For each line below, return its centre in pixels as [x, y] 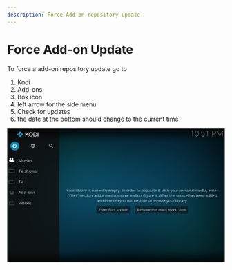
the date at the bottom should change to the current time [98, 119]
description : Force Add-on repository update [74, 15]
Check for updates [43, 111]
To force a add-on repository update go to [67, 68]
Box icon [30, 97]
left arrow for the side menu [57, 104]
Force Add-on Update [70, 49]
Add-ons [30, 89]
